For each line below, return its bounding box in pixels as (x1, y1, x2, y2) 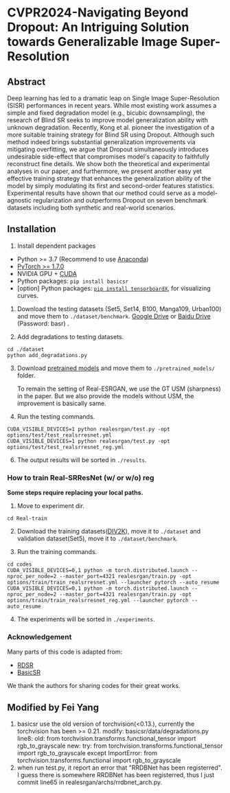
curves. (16, 291, 39, 299)
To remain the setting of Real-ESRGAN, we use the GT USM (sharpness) (16, 384, 221, 393)
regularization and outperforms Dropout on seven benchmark (33, 196, 207, 204)
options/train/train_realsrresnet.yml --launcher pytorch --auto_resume (7, 579, 220, 586)
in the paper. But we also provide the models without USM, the (16, 391, 194, 400)
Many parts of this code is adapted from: (7, 647, 122, 656)
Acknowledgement (7, 632, 72, 642)
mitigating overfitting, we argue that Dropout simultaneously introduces (7, 146, 209, 153)
